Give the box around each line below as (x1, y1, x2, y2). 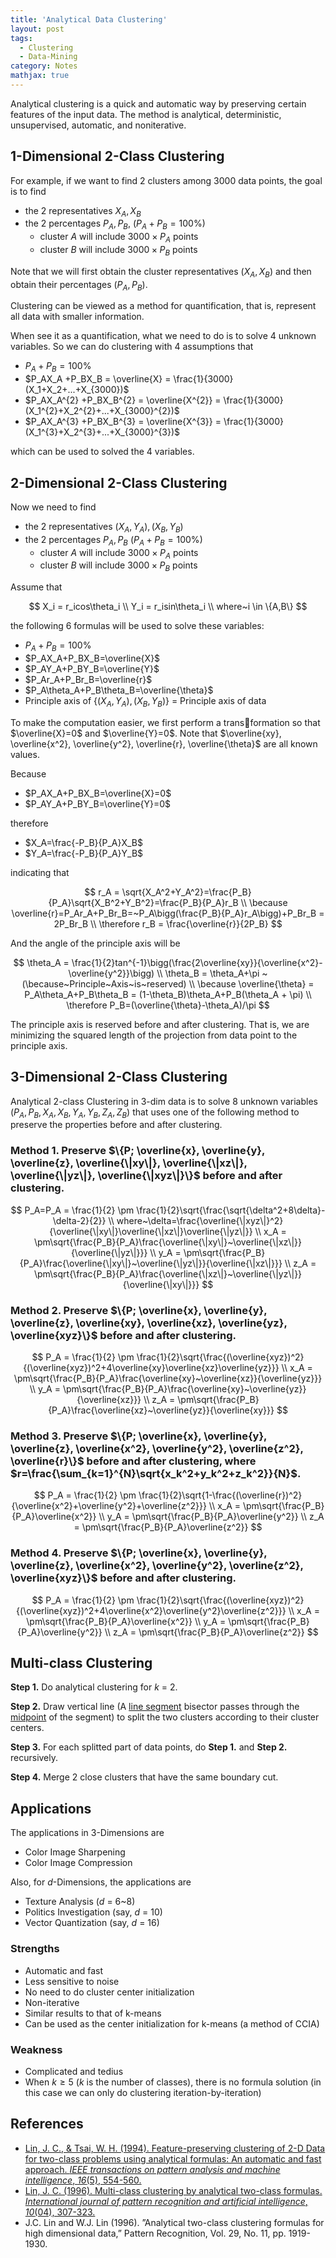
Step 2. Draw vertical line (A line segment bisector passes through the (10, 1701, 300, 1713)
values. (10, 748, 40, 760)
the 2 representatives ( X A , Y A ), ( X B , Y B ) (24, 521, 184, 535)
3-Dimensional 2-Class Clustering (10, 1069, 228, 1086)
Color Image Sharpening (24, 1846, 126, 1858)
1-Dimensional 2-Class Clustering (10, 148, 225, 165)
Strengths (10, 1942, 60, 1956)
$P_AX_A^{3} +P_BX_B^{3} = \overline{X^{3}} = (24, 416, 222, 428)
